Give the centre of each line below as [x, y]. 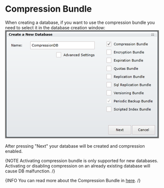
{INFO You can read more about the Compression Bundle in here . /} [73, 181]
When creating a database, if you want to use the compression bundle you [80, 22]
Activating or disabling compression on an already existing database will [78, 166]
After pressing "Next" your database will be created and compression [75, 146]
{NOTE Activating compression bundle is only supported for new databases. [82, 161]
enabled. [14, 151]
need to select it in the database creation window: [55, 27]
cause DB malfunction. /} [30, 171]
